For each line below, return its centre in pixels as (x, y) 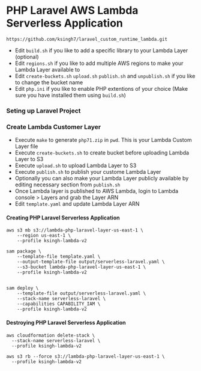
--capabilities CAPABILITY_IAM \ (59, 304)
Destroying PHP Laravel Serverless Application (66, 322)
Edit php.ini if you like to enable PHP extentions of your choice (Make (101, 88)
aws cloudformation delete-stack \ (51, 335)
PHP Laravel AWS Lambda (72, 11)
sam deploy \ (22, 288)
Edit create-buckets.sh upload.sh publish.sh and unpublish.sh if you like (105, 76)
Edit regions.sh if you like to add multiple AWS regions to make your (99, 63)
